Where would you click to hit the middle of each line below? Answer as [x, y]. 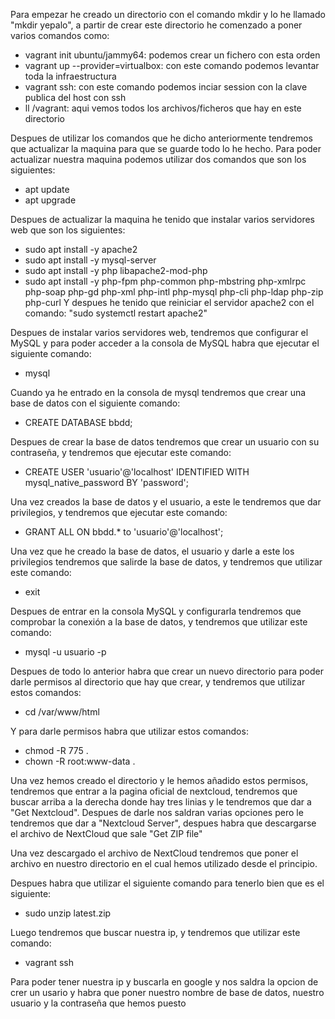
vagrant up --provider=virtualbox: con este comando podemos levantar [172, 65]
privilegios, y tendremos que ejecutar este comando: [119, 512]
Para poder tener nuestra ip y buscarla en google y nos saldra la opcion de [164, 982]
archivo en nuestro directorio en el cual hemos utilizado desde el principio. [164, 863]
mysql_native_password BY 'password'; [106, 482]
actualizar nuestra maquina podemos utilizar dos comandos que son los [158, 159]
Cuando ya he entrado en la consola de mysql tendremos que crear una [158, 392]
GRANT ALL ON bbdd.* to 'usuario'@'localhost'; [124, 532]
